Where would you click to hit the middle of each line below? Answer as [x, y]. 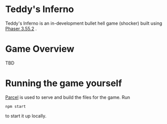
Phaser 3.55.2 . [21, 28]
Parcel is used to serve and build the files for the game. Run [68, 97]
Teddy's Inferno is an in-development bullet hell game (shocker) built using [84, 23]
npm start [16, 106]
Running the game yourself [64, 83]
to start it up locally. [26, 116]
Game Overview [40, 49]
